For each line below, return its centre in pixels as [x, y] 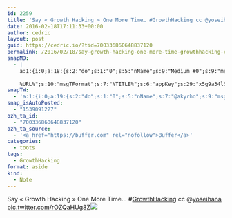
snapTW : [18, 90]
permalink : [23, 52]
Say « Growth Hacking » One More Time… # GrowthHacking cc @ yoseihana [115, 199]
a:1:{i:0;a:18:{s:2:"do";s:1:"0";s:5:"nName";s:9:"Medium [105, 71]
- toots [25, 148]
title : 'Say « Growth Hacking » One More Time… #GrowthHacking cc [105, 20]
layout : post [26, 39]
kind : [15, 173]
